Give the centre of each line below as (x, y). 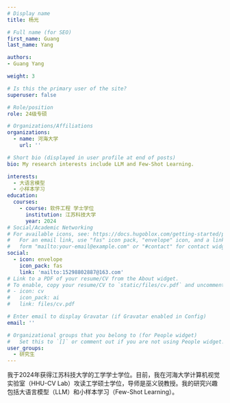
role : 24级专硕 (27, 114)
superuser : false (32, 95)
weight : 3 (21, 76)
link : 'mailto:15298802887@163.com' (72, 272)
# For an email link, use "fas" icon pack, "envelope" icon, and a (108, 240)
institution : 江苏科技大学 (61, 215)
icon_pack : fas (41, 266)
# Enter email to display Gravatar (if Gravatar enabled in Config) (107, 316)
